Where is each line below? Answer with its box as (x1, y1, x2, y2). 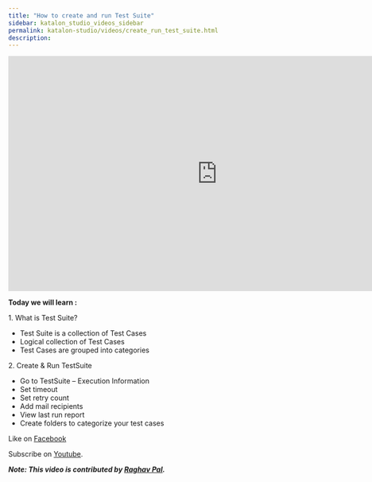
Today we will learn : (8, 297, 78, 307)
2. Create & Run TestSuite (8, 361, 93, 371)
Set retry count (19, 393, 70, 402)
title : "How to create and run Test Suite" (8, 11, 155, 20)
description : (8, 33, 52, 42)
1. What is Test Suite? (8, 313, 78, 323)
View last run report (19, 410, 85, 420)
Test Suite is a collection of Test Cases (19, 328, 147, 338)
